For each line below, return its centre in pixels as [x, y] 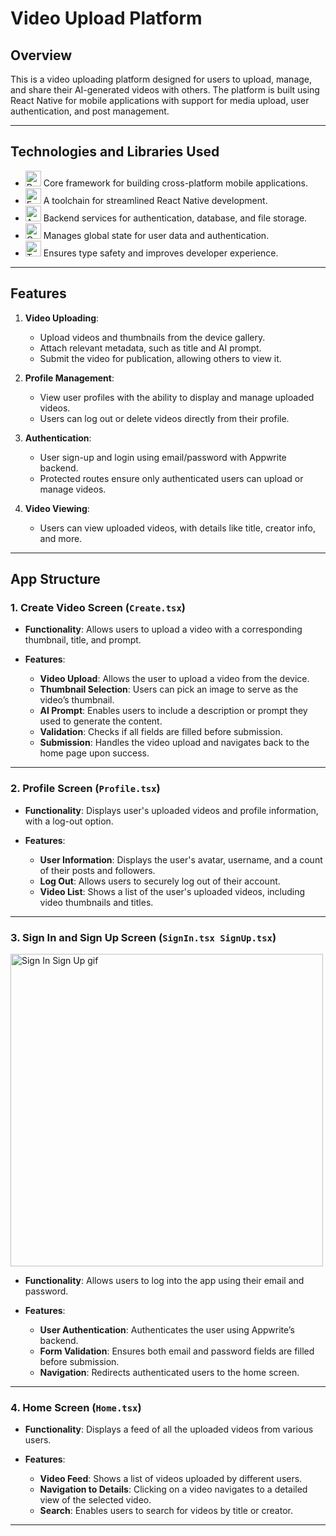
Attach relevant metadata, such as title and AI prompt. [150, 348]
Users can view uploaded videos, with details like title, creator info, [177, 528]
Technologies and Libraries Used [115, 152]
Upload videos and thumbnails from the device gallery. [152, 337]
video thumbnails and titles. [96, 902]
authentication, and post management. [90, 111]
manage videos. [73, 489]
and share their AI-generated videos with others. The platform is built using [165, 90]
